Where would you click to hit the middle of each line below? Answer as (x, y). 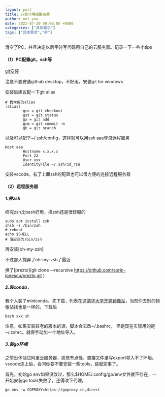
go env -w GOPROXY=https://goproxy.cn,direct (52, 390)
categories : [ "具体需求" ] (30, 28)
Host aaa (14, 147)
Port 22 (31, 156)
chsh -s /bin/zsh (23, 225)
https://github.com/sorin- (100, 270)
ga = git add (36, 120)
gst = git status (40, 115)
